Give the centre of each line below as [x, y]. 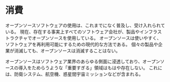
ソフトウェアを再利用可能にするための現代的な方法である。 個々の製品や [82, 44]
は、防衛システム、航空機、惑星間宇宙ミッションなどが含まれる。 [74, 74]
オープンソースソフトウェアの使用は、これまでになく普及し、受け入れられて [85, 25]
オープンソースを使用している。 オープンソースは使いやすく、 [97, 38]
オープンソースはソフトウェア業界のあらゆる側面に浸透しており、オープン [83, 61]
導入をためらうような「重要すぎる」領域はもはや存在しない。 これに [91, 68]
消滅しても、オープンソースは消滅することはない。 [67, 51]
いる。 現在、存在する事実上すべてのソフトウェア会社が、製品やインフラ [81, 31]
